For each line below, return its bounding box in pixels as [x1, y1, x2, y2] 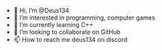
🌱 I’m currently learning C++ [13, 21, 94, 28]
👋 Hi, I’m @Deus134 [13, 7, 70, 14]
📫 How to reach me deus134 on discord [13, 36, 128, 43]
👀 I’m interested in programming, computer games [13, 14, 155, 22]
